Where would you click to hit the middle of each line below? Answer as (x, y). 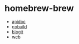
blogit (17, 32)
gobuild (19, 26)
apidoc (19, 22)
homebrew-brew (39, 8)
